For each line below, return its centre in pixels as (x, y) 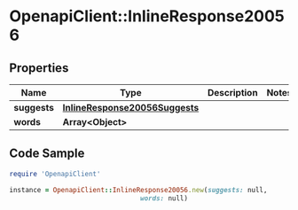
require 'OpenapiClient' (55, 174)
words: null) (165, 198)
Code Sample (47, 154)
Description (233, 93)
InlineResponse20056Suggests (131, 108)
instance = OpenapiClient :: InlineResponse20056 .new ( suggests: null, (138, 190)
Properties (39, 68)
